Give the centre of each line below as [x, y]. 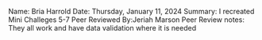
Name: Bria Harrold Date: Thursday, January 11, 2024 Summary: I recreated [131, 11]
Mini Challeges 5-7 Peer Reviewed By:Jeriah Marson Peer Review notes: [126, 20]
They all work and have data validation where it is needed [102, 28]
